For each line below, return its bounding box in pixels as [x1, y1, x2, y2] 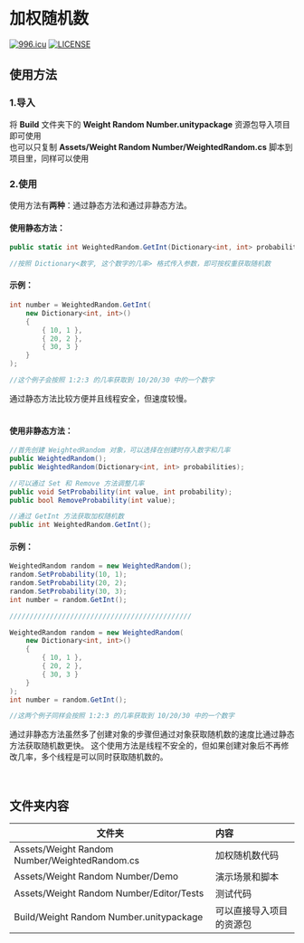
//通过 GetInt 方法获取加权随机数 [9, 512, 125, 521]
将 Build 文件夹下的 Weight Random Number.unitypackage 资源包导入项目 [9, 118, 291, 129]
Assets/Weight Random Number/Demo [14, 870, 179, 882]
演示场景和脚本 [215, 871, 280, 883]
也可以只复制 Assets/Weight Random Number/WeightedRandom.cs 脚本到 [9, 141, 293, 152]
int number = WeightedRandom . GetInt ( [9, 300, 152, 310]
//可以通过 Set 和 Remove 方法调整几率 [9, 478, 145, 488]
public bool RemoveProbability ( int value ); [9, 495, 176, 505]
